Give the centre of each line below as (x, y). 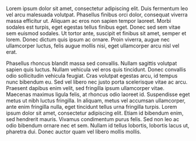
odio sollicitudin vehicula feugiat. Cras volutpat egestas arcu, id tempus (92, 76)
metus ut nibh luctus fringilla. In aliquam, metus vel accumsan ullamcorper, (96, 101)
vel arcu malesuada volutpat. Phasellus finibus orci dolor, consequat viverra (97, 15)
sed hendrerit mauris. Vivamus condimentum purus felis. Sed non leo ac (93, 119)
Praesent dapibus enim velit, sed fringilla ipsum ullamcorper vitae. (85, 88)
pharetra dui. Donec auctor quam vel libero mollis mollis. (74, 132)
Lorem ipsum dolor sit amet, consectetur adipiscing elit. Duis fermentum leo (97, 8)
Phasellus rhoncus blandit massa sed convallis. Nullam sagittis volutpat (92, 63)
